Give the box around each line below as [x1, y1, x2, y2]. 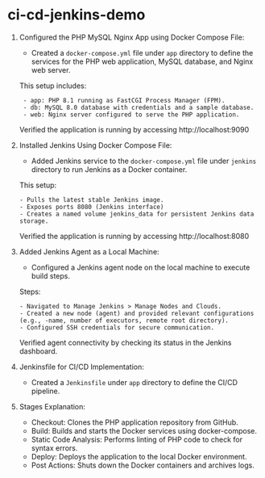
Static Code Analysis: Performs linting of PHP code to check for [31, 434, 243, 444]
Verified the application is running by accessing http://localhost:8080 [19, 231, 250, 241]
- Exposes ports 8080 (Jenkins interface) [19, 203, 164, 211]
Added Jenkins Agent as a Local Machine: [19, 246, 159, 256]
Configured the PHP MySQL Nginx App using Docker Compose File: [19, 32, 245, 42]
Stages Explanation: [19, 401, 86, 411]
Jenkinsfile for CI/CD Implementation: [19, 362, 144, 371]
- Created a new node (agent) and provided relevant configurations [19, 309, 255, 317]
